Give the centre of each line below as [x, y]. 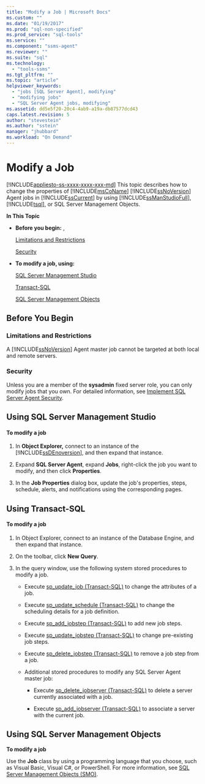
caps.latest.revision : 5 [38, 115]
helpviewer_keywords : [34, 86]
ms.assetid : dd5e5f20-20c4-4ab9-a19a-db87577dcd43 [72, 109]
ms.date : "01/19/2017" [35, 23]
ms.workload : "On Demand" [39, 138]
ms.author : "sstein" [33, 126]
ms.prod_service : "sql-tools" [45, 35]
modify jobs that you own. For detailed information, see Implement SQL [96, 391]
